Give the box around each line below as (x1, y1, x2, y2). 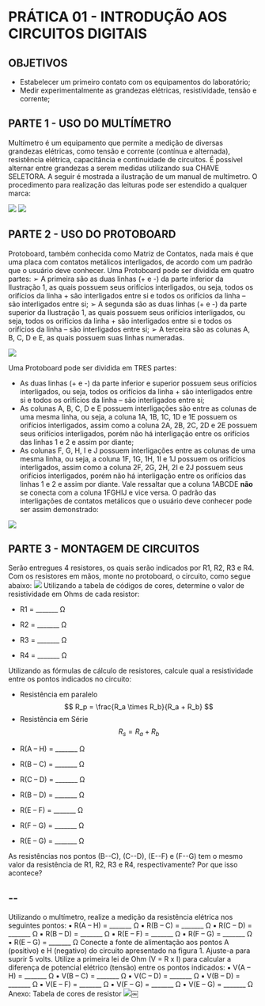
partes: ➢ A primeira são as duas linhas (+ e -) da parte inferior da (8, 274, 224, 283)
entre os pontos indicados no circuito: (8, 674, 132, 684)
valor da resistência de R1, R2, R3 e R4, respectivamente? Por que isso (8, 860, 238, 870)
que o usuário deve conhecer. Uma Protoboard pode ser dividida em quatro (8, 265, 255, 275)
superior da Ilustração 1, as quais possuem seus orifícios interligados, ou (8, 307, 245, 317)
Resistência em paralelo (19, 689, 98, 700)
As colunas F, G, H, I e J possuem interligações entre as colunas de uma (19, 446, 256, 455)
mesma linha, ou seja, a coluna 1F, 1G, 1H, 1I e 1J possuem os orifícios (19, 454, 246, 463)
